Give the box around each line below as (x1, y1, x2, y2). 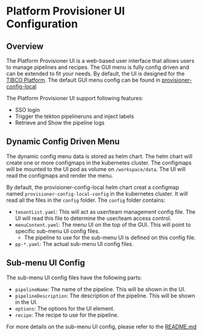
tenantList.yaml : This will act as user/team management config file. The (14, 208, 196, 215)
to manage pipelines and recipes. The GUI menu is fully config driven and (6, 63, 189, 71)
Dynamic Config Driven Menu (6, 137, 120, 147)
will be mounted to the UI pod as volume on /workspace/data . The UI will (6, 165, 186, 173)
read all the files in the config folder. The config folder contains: (6, 196, 166, 204)
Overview (6, 41, 44, 51)
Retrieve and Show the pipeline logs (14, 119, 105, 126)
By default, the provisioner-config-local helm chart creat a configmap (6, 183, 179, 191)
